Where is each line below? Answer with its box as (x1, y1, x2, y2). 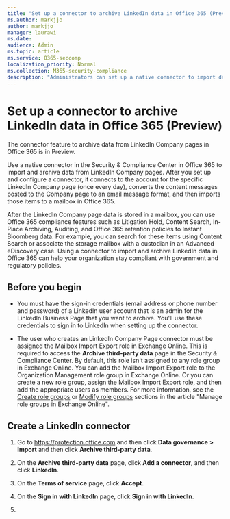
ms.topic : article (7, 49, 60, 55)
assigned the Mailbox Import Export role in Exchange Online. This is (16, 342, 208, 350)
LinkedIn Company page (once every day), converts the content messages (7, 183, 218, 191)
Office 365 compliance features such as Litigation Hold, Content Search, (7, 218, 212, 226)
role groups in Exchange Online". (16, 400, 110, 408)
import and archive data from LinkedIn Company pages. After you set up (7, 168, 212, 177)
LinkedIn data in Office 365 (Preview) (7, 118, 222, 134)
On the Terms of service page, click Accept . (16, 479, 144, 487)
